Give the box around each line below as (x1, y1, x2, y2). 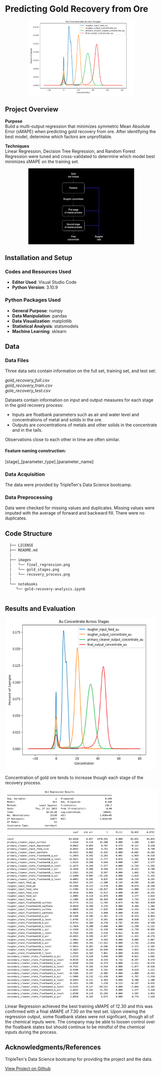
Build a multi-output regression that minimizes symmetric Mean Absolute (5, 123, 150, 129)
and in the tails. (12, 427, 43, 433)
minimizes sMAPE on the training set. (5, 158, 79, 164)
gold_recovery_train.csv (5, 382, 53, 388)
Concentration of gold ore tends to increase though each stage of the (5, 774, 144, 781)
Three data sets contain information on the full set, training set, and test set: (5, 368, 156, 374)
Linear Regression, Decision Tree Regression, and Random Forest (5, 148, 135, 154)
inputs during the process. (5, 1029, 58, 1035)
